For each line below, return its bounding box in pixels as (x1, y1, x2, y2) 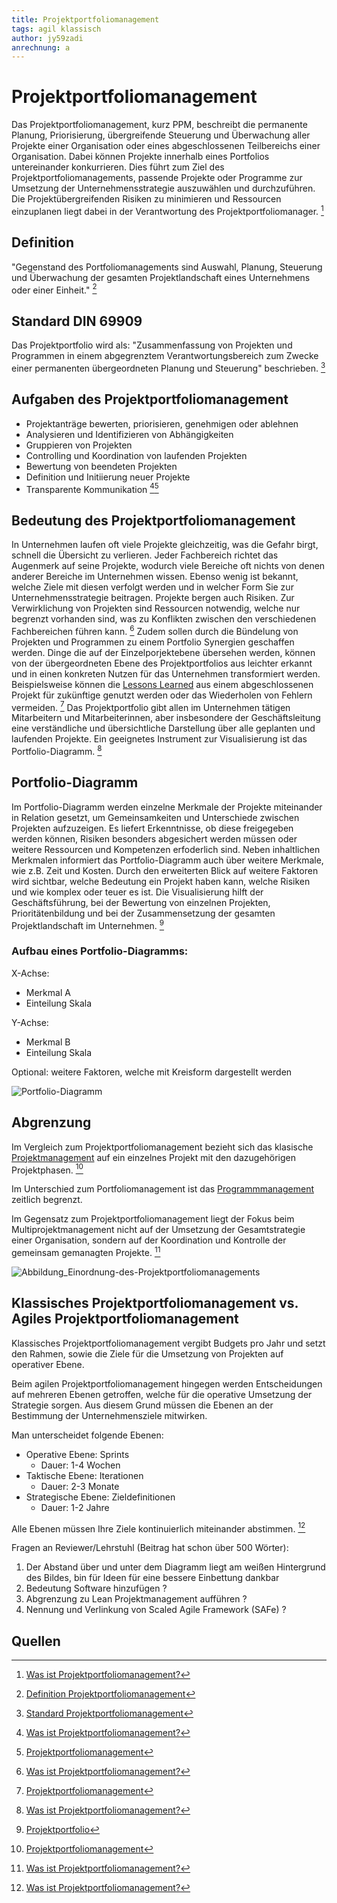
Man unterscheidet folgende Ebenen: (11, 1429, 164, 1441)
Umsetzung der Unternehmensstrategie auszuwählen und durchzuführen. (11, 182, 316, 195)
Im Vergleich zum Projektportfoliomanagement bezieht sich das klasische (11, 1141, 314, 1153)
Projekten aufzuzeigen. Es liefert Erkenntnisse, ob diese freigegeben (11, 822, 294, 834)
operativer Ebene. (11, 1358, 85, 1370)
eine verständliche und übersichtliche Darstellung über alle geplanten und (11, 722, 316, 735)
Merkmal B (25, 1036, 71, 1048)
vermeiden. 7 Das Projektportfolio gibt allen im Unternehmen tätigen (11, 699, 291, 713)
